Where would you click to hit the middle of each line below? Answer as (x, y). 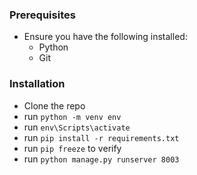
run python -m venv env (72, 116)
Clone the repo (54, 105)
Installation (37, 84)
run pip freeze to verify (72, 148)
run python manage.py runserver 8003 (101, 159)
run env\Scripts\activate (77, 127)
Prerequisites (42, 15)
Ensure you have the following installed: (105, 37)
